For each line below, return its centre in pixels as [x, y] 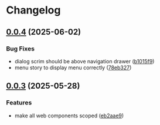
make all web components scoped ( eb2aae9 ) [69, 116]
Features [19, 103]
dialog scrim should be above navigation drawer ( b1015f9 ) [84, 61]
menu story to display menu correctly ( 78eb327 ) [73, 67]
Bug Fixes [21, 49]
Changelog [33, 10]
